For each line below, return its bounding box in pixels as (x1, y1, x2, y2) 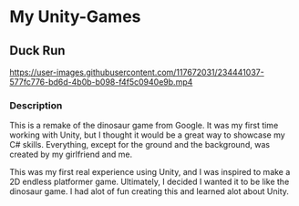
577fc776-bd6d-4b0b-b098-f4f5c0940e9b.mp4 (9, 77, 193, 88)
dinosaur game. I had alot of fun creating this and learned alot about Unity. (9, 186, 290, 197)
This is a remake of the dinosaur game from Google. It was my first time (9, 120, 279, 131)
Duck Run (9, 43, 66, 58)
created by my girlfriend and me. (9, 149, 133, 160)
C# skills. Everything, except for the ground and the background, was (9, 139, 271, 150)
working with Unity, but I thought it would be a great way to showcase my (9, 129, 285, 140)
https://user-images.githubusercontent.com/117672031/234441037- (9, 67, 264, 77)
